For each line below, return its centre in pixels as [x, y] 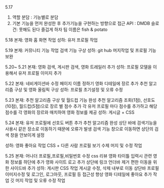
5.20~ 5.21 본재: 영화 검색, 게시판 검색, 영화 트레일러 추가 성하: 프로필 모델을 [78, 67]
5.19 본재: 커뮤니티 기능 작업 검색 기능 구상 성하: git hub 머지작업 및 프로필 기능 [81, 50]
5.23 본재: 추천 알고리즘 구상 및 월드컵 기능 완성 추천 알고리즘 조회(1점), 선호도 [80, 100]
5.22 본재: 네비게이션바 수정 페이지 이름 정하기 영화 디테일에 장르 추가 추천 [76, 83]
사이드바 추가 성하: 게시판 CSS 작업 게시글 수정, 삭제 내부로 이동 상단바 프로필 [84, 168]
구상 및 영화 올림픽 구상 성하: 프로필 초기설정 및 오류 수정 [68, 90]
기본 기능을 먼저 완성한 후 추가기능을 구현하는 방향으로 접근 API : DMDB [81, 23]
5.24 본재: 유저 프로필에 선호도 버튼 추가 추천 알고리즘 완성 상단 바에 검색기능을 [81, 123]
